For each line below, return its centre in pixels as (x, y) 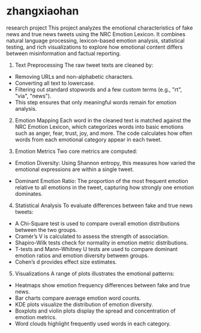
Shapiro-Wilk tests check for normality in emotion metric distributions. (101, 243)
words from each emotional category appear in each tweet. (88, 139)
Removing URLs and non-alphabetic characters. (74, 76)
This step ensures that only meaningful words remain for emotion (96, 102)
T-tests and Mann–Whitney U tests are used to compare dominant (96, 249)
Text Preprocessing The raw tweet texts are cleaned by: (84, 65)
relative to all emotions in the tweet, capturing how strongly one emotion (104, 187)
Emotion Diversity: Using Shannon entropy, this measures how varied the (105, 163)
